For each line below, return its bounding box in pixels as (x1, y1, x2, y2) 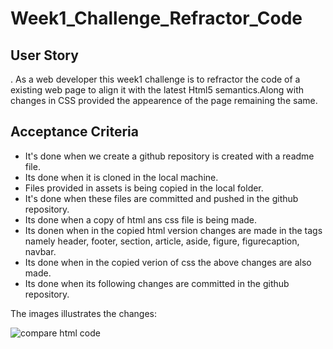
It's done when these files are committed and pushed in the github (24, 192, 299, 204)
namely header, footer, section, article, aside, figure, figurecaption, (24, 235, 300, 247)
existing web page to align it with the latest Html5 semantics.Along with (10, 84, 305, 96)
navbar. (24, 245, 57, 257)
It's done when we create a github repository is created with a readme (24, 150, 315, 162)
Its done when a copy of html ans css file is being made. (24, 213, 258, 226)
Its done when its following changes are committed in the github (24, 277, 290, 289)
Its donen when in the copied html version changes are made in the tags (24, 224, 323, 236)
